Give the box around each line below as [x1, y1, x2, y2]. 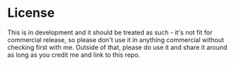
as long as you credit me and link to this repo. [7, 51, 140, 59]
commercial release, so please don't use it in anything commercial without [7, 35, 225, 44]
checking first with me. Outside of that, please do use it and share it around [7, 43, 228, 51]
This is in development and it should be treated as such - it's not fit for [7, 28, 213, 37]
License [7, 5, 55, 21]
